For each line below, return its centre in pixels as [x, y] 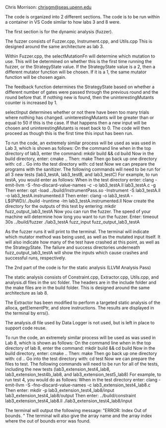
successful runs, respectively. [36, 258]
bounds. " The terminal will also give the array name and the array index [79, 416]
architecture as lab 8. [27, 293]
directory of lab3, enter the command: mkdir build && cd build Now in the [80, 153]
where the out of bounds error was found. [48, 421]
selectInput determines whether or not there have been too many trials [77, 112]
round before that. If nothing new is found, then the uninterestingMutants [80, 97]
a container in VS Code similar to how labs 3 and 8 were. [63, 22]
